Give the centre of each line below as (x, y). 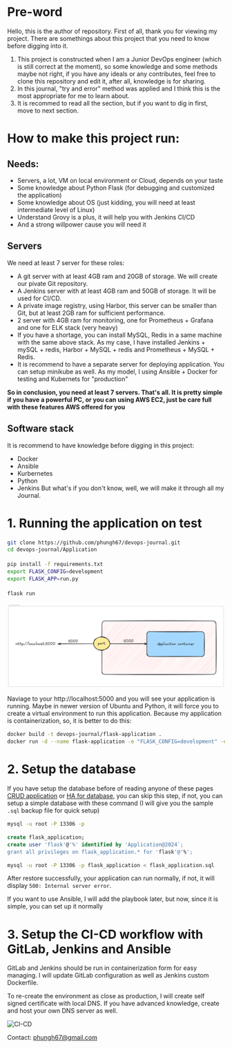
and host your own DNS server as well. (62, 1011)
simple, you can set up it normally (55, 906)
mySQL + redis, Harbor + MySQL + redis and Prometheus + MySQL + (116, 349)
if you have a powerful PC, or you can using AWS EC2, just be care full (109, 399)
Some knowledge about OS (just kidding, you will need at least (106, 202)
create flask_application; (46, 837)
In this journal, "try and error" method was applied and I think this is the (119, 88)
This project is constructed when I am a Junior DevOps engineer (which (119, 59)
